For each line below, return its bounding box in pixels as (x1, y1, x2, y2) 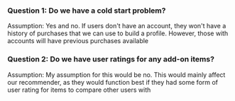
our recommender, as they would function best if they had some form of (7, 78, 219, 86)
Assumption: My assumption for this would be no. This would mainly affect (7, 70, 226, 79)
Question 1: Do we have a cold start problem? (7, 6, 166, 16)
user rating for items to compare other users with (7, 85, 151, 94)
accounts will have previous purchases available (7, 37, 149, 45)
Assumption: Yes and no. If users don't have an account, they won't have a (7, 22, 226, 30)
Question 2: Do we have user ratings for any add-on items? (7, 54, 215, 64)
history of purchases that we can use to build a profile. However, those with (7, 29, 229, 37)
